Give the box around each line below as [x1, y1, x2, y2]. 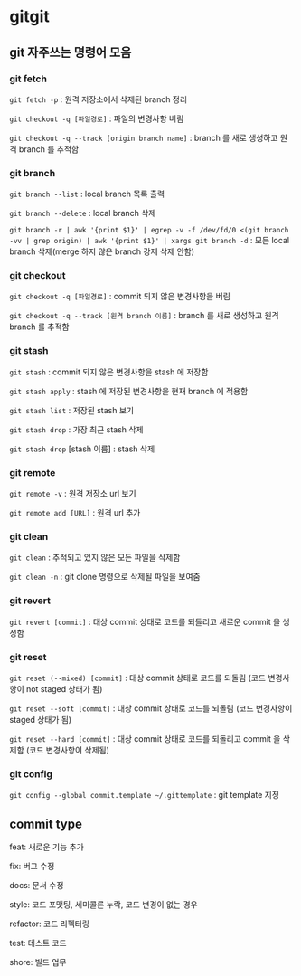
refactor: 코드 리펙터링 [9, 918, 90, 929]
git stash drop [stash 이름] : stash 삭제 [9, 443, 155, 454]
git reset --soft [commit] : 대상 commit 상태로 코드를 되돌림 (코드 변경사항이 [9, 703, 293, 714]
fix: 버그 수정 [9, 861, 55, 872]
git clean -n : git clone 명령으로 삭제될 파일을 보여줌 [9, 572, 201, 583]
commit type [9, 816, 83, 831]
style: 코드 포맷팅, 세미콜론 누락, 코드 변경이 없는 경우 [9, 899, 198, 910]
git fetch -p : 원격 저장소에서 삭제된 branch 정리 [9, 93, 188, 105]
